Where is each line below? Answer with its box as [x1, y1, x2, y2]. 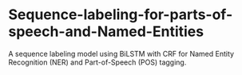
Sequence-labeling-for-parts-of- [8, 6, 233, 24]
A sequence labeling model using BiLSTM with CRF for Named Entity [8, 49, 234, 58]
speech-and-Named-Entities [8, 22, 204, 41]
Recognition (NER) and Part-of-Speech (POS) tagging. [8, 57, 187, 67]
